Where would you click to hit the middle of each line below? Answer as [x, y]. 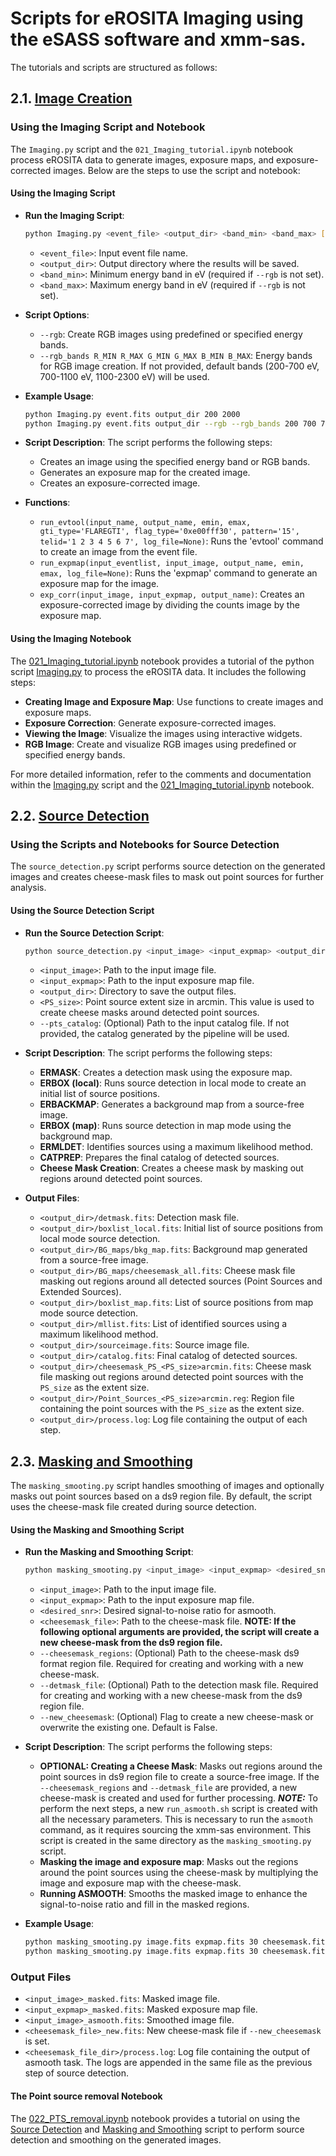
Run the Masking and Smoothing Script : [109, 1552]
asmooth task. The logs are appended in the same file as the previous [168, 2063]
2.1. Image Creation [71, 98]
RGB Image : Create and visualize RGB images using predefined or [160, 744]
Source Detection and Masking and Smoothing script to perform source [157, 2129]
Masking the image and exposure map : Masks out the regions [169, 1862]
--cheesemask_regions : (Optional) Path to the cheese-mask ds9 [169, 1653]
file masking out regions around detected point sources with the [171, 1377]
